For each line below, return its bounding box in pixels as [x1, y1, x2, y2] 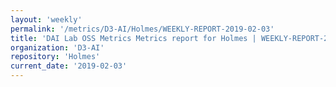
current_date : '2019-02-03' [10, 61, 128, 71]
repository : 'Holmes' [10, 52, 101, 62]
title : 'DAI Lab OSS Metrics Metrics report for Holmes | [10, 33, 257, 43]
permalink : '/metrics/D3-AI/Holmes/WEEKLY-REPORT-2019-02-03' [10, 24, 275, 34]
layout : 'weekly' [10, 14, 83, 25]
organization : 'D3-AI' [10, 42, 105, 53]
